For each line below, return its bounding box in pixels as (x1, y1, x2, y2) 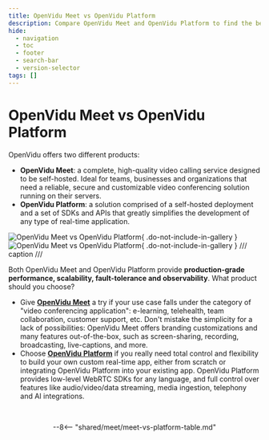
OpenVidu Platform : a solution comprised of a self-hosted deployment (19, 199, 254, 209)
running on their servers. (19, 190, 102, 201)
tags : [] (8, 71, 38, 79)
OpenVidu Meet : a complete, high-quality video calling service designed (19, 165, 260, 175)
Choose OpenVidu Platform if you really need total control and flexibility (19, 348, 259, 358)
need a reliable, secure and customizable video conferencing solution (19, 182, 250, 192)
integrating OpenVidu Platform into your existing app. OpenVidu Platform (19, 365, 259, 375)
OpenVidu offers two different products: (8, 149, 140, 159)
